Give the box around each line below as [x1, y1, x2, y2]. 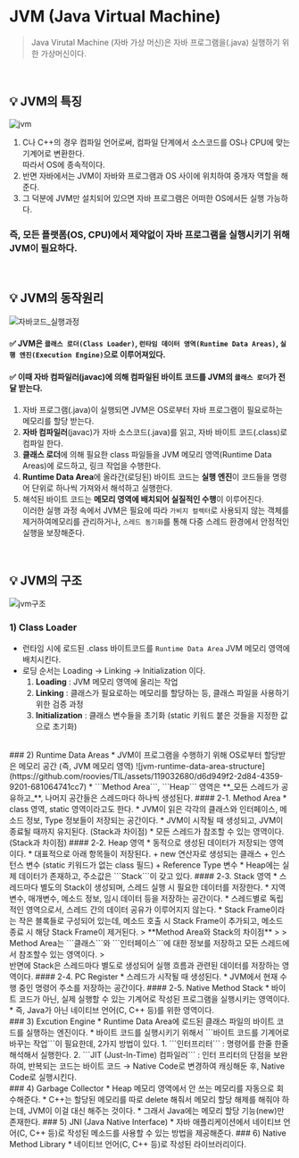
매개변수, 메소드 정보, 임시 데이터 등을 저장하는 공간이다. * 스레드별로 [28, 893, 268, 903]
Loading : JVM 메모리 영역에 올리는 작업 [35, 676, 179, 687]
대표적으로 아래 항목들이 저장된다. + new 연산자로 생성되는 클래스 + [34, 848, 270, 859]
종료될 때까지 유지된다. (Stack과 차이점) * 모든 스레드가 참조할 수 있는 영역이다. [9, 826, 285, 836]
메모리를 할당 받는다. [21, 415, 95, 426]
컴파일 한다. [21, 438, 64, 449]
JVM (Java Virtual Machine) [9, 6, 221, 27]
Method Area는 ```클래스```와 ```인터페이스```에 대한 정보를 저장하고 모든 [9, 937, 259, 948]
